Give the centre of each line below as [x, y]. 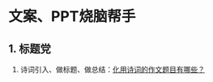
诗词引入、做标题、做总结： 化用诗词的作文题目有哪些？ [112, 70]
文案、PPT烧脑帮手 [72, 16]
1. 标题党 [30, 49]
